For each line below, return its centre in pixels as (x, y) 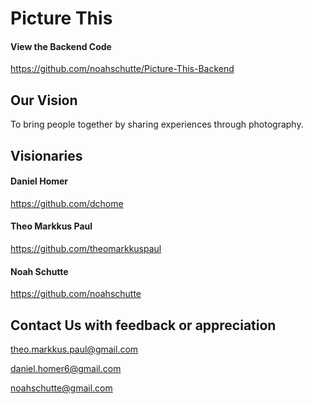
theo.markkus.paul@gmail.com (74, 349)
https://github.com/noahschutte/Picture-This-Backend (122, 69)
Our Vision (44, 100)
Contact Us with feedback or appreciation (143, 325)
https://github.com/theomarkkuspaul (86, 248)
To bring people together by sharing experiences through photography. (157, 124)
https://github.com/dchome (67, 203)
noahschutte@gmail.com (61, 388)
